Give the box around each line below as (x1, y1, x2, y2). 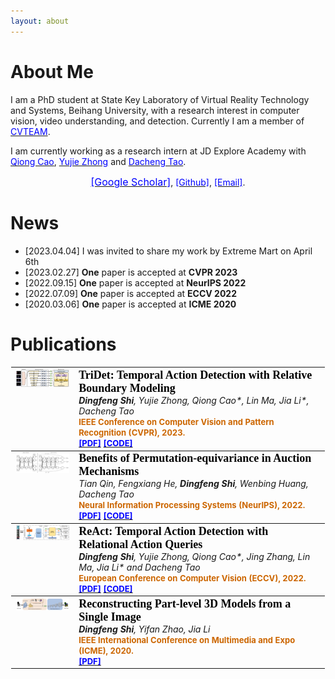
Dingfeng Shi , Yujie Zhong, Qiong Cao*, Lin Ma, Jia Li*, (78, 395, 310, 407)
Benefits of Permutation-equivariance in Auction (78, 451, 312, 465)
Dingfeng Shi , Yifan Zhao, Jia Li (78, 623, 211, 635)
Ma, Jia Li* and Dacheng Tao (78, 561, 201, 573)
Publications (10, 333, 117, 355)
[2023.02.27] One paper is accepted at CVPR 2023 (24, 266, 238, 278)
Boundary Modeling (78, 381, 176, 395)
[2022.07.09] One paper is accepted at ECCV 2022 (24, 287, 237, 299)
